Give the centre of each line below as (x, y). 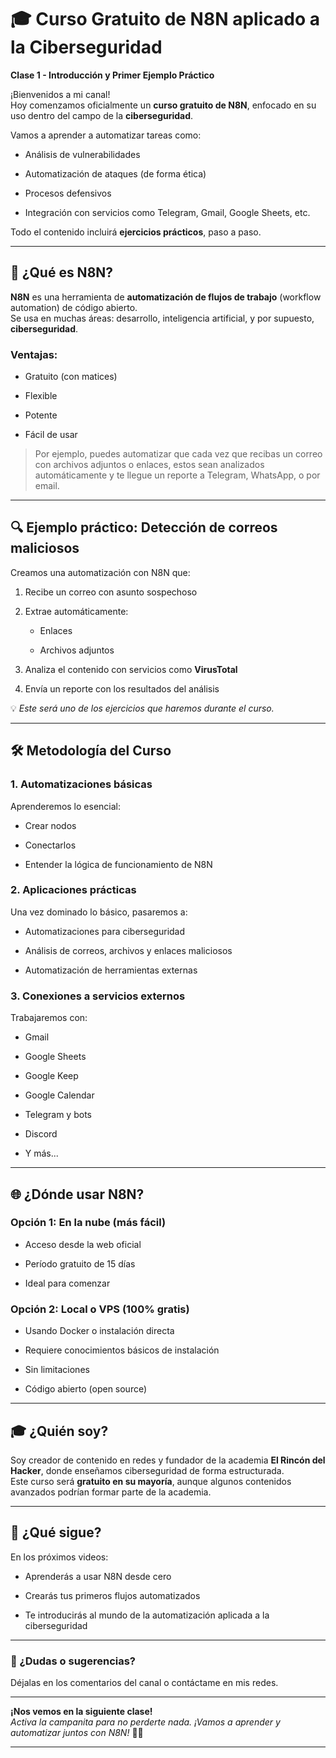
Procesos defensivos (68, 193)
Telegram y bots (58, 1115)
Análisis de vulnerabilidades (82, 154)
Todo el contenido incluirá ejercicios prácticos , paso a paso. (136, 232)
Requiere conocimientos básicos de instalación (122, 1350)
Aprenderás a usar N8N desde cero (98, 1576)
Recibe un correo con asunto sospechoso (111, 592)
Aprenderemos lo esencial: (66, 806)
